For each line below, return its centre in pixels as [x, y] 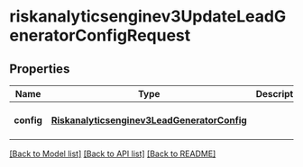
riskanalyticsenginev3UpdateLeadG [148, 17]
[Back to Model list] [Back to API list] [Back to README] [113, 154]
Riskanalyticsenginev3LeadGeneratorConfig [149, 120]
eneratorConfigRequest [100, 35]
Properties [40, 69]
